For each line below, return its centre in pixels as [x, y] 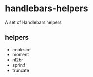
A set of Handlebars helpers [34, 22]
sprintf [19, 65]
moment [21, 54]
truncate [21, 70]
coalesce [21, 49]
